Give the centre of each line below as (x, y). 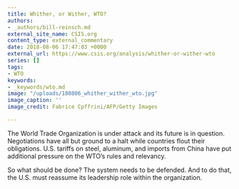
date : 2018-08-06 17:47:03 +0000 (57, 47)
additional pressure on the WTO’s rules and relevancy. (87, 156)
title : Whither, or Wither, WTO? (57, 14)
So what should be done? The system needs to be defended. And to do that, (119, 170)
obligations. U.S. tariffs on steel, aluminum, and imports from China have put (119, 148)
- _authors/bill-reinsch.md (49, 27)
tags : (15, 67)
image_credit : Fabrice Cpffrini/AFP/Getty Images (83, 107)
